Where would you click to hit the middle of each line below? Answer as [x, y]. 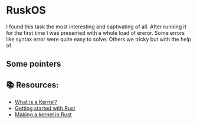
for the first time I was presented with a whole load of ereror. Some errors [95, 32]
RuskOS [26, 10]
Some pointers [34, 64]
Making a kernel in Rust [43, 115]
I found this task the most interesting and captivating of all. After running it [96, 27]
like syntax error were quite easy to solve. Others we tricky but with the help [99, 39]
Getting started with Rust [45, 108]
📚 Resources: [32, 85]
